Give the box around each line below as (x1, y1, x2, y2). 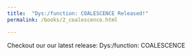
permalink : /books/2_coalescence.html (7, 16, 118, 23)
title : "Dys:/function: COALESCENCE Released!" (7, 10, 149, 17)
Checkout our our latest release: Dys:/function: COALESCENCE (7, 41, 186, 49)
